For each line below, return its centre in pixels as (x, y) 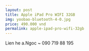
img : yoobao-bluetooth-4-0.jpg (38, 19)
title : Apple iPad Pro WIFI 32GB (40, 15)
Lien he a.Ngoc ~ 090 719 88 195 (39, 43)
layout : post (19, 10)
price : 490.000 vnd (26, 24)
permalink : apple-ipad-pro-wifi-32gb (45, 29)
